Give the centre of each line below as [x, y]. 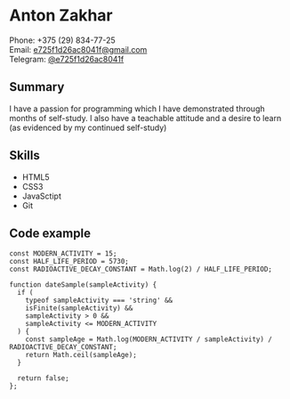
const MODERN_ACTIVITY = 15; [63, 254]
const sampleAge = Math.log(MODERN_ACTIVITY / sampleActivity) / [149, 339]
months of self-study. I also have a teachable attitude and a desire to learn [145, 118]
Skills [24, 155]
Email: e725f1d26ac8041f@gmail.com [78, 49]
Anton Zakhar [61, 16]
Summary [37, 87]
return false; [43, 379]
